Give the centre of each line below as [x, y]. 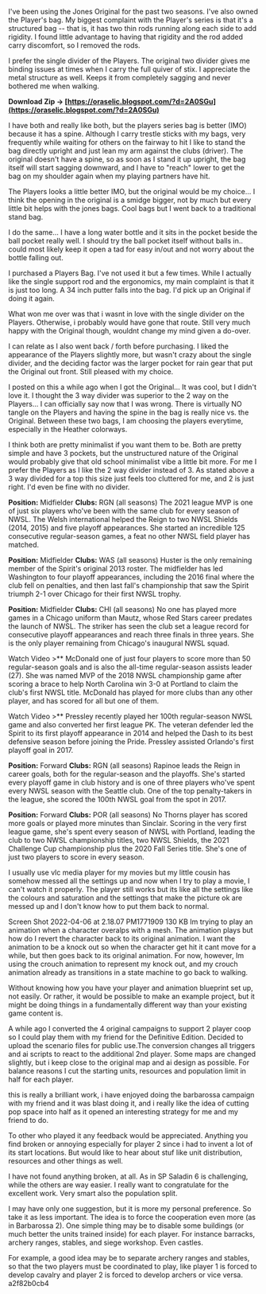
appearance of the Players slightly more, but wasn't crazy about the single [130, 355]
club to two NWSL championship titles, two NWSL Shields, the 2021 [119, 840]
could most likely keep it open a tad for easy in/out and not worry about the [131, 249]
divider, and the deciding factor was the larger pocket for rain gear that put [131, 363]
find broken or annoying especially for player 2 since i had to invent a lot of [131, 1144]
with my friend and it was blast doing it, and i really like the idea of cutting [129, 1103]
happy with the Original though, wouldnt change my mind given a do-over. [130, 331]
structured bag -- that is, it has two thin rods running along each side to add [132, 28]
